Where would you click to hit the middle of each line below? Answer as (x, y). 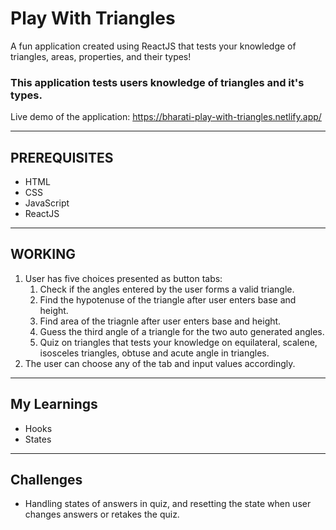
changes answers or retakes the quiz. (102, 514)
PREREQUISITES (62, 157)
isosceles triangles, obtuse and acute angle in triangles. (154, 353)
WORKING (43, 254)
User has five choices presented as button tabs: (123, 278)
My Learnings (54, 404)
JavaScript (47, 203)
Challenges (46, 480)
